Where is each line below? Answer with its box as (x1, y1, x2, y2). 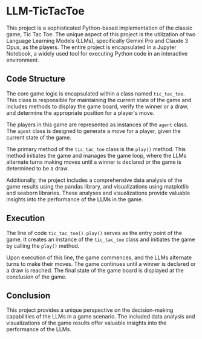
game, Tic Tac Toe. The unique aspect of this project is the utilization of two (6, 30, 196, 37)
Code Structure (6, 74, 65, 84)
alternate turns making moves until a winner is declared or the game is (6, 158, 181, 166)
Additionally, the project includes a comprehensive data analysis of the (6, 176, 183, 184)
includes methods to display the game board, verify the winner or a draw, (6, 103, 189, 110)
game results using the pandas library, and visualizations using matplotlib (6, 182, 189, 190)
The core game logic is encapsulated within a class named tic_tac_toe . (6, 89, 186, 97)
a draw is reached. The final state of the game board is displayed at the (6, 266, 184, 274)
